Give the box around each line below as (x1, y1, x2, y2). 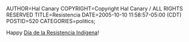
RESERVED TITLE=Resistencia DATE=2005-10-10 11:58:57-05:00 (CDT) (6, 11, 182, 18)
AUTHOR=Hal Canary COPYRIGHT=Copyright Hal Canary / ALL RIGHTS (6, 5, 184, 12)
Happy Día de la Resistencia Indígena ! (6, 29, 100, 36)
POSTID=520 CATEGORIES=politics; (6, 18, 96, 24)
